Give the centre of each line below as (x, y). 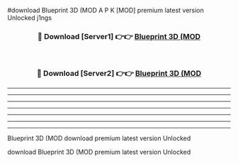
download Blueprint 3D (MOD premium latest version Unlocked (99, 152)
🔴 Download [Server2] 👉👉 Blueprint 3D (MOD (119, 74)
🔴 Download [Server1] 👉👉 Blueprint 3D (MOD (119, 36)
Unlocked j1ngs (29, 18)
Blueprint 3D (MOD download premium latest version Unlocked (99, 138)
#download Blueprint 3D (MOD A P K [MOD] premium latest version (106, 10)
